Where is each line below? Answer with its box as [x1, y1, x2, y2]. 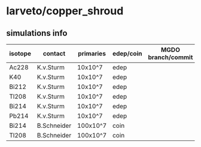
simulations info [6, 28, 68, 38]
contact [42, 50, 66, 57]
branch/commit [148, 53, 193, 61]
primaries [77, 50, 106, 57]
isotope [9, 50, 32, 57]
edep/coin [112, 50, 142, 57]
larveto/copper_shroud [6, 4, 124, 18]
